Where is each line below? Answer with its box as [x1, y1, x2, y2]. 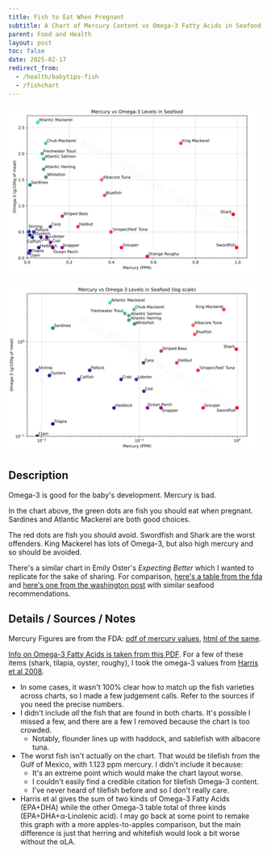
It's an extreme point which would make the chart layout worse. [31, 768, 244, 778]
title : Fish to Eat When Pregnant [8, 13, 125, 21]
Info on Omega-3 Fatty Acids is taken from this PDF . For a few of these [8, 649, 244, 659]
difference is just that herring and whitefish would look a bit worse [19, 828, 240, 838]
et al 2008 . [8, 666, 44, 676]
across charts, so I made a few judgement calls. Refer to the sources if [19, 690, 255, 700]
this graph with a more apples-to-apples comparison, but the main [19, 819, 241, 829]
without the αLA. [19, 837, 76, 847]
